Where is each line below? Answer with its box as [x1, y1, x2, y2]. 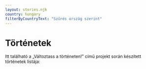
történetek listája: [5, 59, 40, 65]
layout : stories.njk [5, 7, 48, 12]
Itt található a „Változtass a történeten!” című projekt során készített [5, 53, 142, 59]
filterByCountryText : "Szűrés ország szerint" [5, 16, 102, 21]
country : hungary [5, 12, 41, 17]
